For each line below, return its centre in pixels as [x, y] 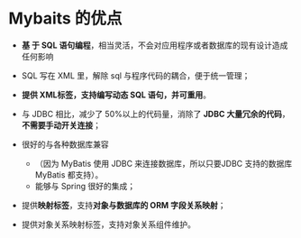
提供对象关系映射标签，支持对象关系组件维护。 [108, 224]
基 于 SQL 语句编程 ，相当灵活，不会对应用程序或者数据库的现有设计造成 [155, 45]
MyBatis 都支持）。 [69, 174]
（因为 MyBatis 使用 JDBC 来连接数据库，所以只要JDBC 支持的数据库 [164, 163]
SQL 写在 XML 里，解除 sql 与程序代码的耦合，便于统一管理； [136, 75]
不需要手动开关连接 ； [61, 125]
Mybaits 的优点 [65, 18]
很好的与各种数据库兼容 [65, 144]
